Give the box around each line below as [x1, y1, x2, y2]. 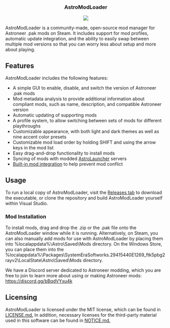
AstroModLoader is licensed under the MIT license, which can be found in [5, 307, 161, 313]
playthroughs [12, 123, 41, 129]
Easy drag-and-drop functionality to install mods [12, 150, 115, 157]
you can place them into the [5, 247, 64, 253]
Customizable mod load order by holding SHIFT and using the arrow [12, 139, 156, 145]
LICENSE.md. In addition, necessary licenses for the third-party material [5, 312, 157, 318]
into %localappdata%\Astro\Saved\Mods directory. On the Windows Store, [5, 241, 162, 247]
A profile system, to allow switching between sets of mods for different [12, 118, 162, 124]
